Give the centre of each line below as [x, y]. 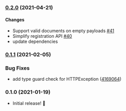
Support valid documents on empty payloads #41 [63, 31]
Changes [15, 20]
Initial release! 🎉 [29, 103]
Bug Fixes [18, 68]
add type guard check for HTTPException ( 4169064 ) [67, 79]
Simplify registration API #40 [42, 36]
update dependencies [35, 41]
